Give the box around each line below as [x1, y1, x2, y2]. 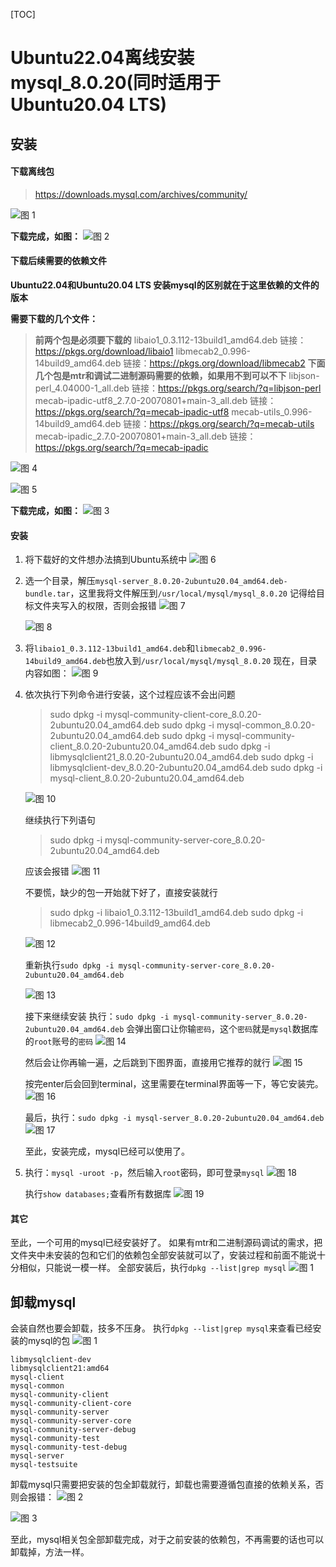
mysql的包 [27, 1335, 71, 1347]
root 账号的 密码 [33, 1035, 94, 1048]
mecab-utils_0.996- [231, 405, 313, 418]
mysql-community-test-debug [10, 1442, 128, 1453]
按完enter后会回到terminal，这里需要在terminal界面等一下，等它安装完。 [24, 1078, 324, 1090]
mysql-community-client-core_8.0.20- [104, 709, 262, 721]
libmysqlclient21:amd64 [10, 1364, 110, 1374]
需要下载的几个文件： [10, 312, 98, 324]
